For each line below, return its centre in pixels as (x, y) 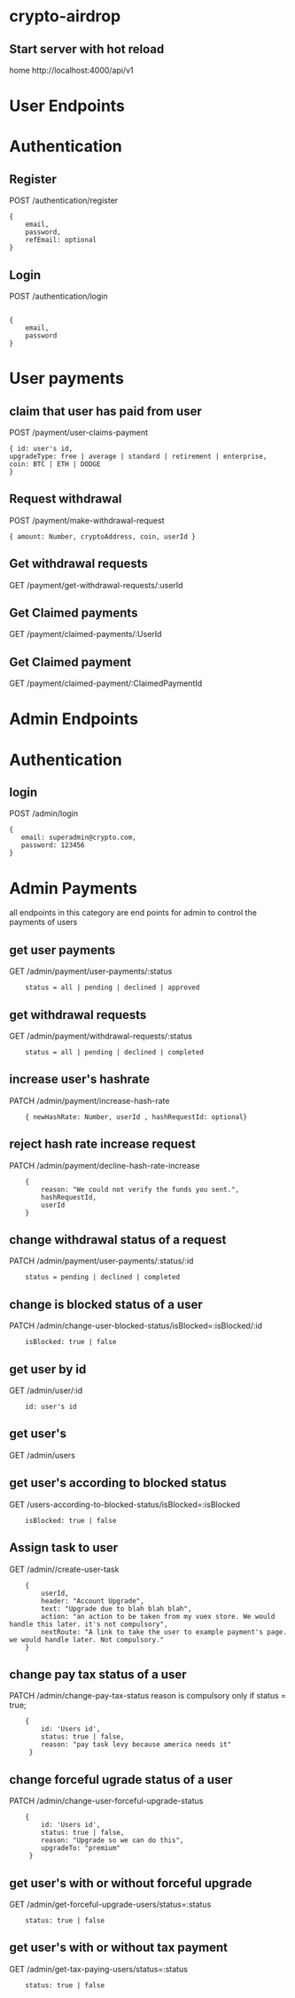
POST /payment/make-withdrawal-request (87, 520)
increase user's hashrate (80, 1080)
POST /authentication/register (64, 200)
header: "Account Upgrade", (93, 1601)
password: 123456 (53, 845)
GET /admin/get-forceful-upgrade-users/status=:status (110, 1904)
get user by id (48, 1369)
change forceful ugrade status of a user (121, 1780)
